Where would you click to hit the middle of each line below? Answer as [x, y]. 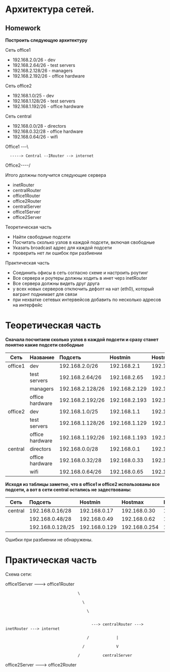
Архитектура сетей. [50, 9]
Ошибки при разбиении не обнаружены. [49, 539]
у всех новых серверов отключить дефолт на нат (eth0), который [83, 289]
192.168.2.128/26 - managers [42, 70]
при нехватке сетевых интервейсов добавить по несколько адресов [87, 300]
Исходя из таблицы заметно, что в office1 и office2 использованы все [83, 484]
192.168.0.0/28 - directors [39, 126]
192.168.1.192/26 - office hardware [48, 106]
